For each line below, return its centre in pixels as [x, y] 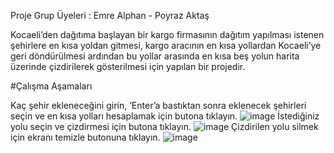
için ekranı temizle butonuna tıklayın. [85, 137]
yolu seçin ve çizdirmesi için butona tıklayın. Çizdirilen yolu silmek [164, 126]
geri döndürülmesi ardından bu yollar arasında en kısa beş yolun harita [155, 56]
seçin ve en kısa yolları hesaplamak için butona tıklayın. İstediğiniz [165, 116]
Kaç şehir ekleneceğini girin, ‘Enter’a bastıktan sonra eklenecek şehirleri [158, 105]
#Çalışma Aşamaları [51, 86]
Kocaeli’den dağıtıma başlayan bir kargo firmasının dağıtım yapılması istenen [167, 34]
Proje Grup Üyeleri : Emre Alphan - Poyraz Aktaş [110, 15]
